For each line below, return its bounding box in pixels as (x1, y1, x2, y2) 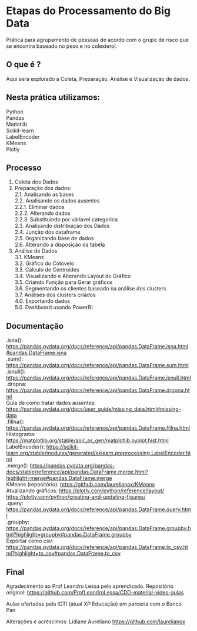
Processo (6, 162, 42, 172)
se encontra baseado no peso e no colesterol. (6, 42, 118, 50)
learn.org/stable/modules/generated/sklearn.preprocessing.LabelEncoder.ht (6, 450, 191, 457)
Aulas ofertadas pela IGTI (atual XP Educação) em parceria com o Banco (6, 600, 182, 607)
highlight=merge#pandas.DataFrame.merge (6, 475, 112, 482)
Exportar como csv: (6, 537, 54, 544)
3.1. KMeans (14, 254, 44, 261)
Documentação (6, 321, 64, 331)
